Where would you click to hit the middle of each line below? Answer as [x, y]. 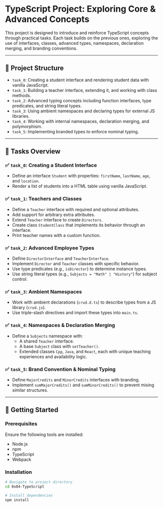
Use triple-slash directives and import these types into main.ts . [75, 313]
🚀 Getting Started [32, 410]
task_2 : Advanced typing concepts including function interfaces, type [82, 100]
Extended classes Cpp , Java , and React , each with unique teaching [85, 351]
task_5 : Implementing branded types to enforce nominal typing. [75, 131]
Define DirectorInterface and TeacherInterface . [61, 258]
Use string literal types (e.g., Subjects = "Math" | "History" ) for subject [85, 274]
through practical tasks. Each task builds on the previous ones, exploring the [81, 38]
